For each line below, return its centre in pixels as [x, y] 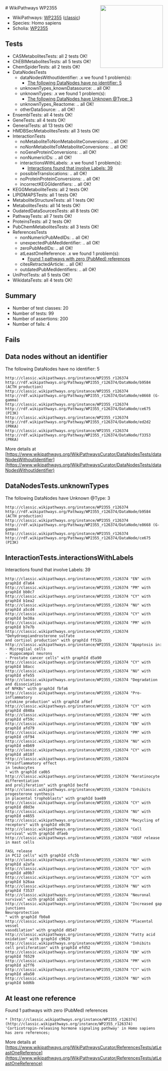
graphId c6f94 [20, 737]
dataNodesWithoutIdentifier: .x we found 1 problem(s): [75, 77]
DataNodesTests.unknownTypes [57, 486]
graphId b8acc [20, 667]
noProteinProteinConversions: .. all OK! [60, 179]
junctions [15, 908]
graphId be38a [20, 619]
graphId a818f [20, 755]
